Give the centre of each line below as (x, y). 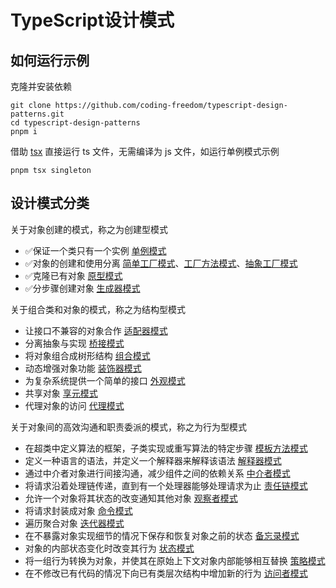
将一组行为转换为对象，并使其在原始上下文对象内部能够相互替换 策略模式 (175, 560)
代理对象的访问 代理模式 (74, 405)
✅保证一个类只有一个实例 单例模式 (95, 250)
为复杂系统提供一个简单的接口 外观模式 (105, 380)
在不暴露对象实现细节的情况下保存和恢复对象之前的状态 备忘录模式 (162, 535)
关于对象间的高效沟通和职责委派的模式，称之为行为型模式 (128, 427)
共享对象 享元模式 (61, 393)
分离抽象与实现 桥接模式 (74, 343)
